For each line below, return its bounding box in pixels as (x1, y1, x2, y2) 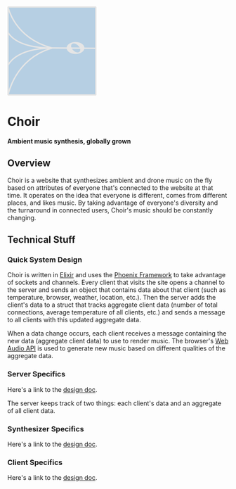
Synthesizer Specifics (7, 424, 84, 433)
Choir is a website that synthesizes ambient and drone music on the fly (7, 176, 213, 184)
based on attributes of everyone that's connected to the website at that (7, 183, 214, 192)
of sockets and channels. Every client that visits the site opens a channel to (7, 278, 225, 287)
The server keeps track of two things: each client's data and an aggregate (7, 399, 222, 407)
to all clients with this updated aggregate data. (7, 316, 142, 324)
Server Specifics (7, 369, 65, 379)
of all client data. (7, 406, 55, 414)
